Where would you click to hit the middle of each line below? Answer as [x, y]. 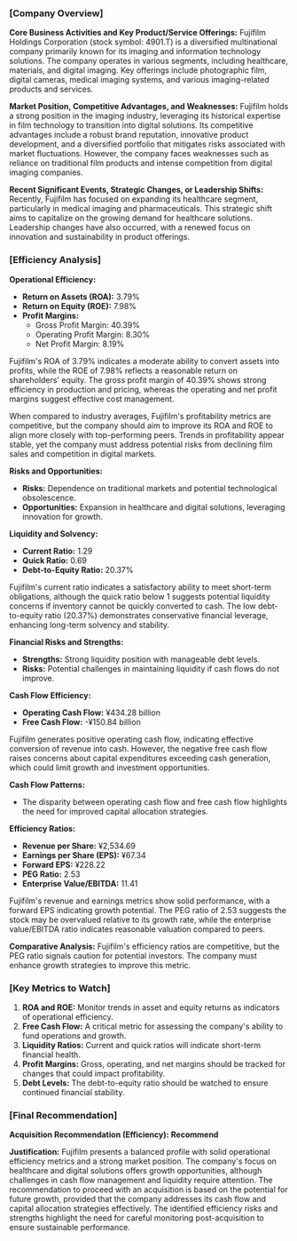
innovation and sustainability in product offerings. [100, 237]
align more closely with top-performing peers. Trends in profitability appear [147, 434]
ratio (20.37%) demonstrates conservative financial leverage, [156, 615]
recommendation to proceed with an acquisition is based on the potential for [148, 1189]
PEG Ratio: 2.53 [51, 874]
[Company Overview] [56, 13]
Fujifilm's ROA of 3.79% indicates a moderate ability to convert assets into [145, 361]
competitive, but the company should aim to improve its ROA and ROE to [141, 426]
